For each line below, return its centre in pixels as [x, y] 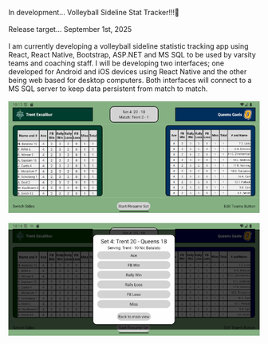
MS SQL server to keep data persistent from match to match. [108, 89]
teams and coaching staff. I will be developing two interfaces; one [116, 63]
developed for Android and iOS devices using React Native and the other [128, 71]
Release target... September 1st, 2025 [70, 29]
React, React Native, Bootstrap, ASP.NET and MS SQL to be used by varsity [132, 55]
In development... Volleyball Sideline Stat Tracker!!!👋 [94, 12]
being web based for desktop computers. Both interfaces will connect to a [130, 80]
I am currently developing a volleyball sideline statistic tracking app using [128, 46]
